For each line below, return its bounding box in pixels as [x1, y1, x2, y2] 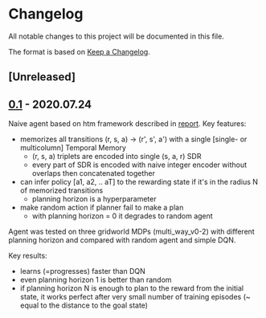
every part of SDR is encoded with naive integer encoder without [31, 160, 248, 169]
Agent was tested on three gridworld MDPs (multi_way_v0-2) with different [8, 226, 255, 237]
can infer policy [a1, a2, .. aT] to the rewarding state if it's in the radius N [19, 177, 259, 187]
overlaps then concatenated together [31, 169, 155, 178]
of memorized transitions [19, 185, 104, 195]
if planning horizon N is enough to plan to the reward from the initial [19, 283, 243, 293]
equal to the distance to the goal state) [19, 300, 149, 310]
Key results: [8, 251, 47, 261]
